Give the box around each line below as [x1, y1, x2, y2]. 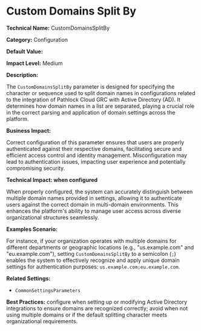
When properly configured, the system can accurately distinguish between [6, 188, 193, 195]
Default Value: [6, 47, 44, 55]
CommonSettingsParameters [15, 287, 81, 293]
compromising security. [6, 164, 65, 172]
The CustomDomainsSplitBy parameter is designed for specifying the [6, 83, 175, 90]
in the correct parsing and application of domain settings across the [6, 109, 176, 116]
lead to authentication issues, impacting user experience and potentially [6, 158, 186, 165]
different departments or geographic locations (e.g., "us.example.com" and [6, 244, 194, 251]
